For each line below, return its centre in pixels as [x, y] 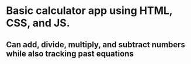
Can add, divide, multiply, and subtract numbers [96, 45]
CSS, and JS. [38, 23]
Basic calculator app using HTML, [89, 11]
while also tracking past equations [70, 54]
